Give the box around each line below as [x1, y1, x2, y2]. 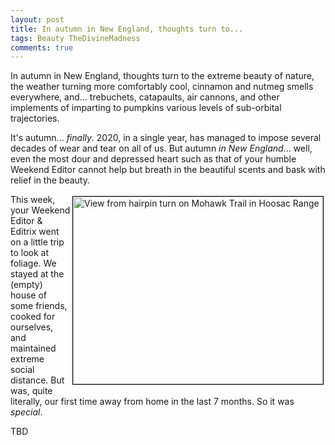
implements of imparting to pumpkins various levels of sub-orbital [10, 102, 282, 114]
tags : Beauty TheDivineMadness [10, 33, 141, 43]
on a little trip [10, 236, 65, 248]
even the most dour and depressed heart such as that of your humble [10, 153, 297, 165]
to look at [10, 247, 50, 259]
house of [10, 289, 48, 301]
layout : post [10, 14, 65, 25]
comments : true [10, 42, 74, 53]
